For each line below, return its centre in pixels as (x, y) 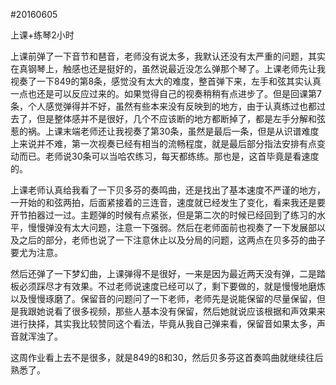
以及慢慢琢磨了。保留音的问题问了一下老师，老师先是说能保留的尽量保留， (163, 298)
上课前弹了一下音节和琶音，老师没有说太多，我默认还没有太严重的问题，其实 (168, 56)
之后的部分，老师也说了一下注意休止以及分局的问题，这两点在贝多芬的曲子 (172, 240)
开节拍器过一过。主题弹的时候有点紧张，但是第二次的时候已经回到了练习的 (163, 215)
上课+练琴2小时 (42, 35)
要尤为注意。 (36, 252)
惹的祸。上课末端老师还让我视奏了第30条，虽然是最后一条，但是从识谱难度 (165, 131)
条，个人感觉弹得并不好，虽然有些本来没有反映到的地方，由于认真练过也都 (163, 106)
